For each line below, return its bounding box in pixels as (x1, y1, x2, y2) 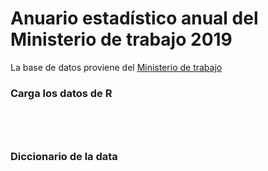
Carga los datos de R (10, 86, 113, 100)
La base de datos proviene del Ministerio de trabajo (10, 61, 223, 73)
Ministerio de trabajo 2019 (10, 28, 233, 51)
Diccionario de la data (10, 150, 118, 164)
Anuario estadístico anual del (10, 7, 259, 30)
